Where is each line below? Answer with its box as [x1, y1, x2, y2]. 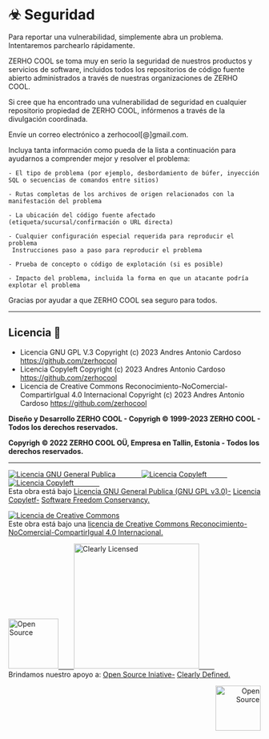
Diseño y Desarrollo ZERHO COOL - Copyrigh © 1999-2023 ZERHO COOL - [8, 414, 261, 424]
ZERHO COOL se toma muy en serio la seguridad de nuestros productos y [8, 56, 252, 66]
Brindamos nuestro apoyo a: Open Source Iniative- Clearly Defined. [8, 669, 231, 679]
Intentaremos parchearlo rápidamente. [8, 40, 135, 50]
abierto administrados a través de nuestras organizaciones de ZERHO [8, 73, 239, 82]
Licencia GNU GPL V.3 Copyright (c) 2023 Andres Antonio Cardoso [19, 347, 242, 357]
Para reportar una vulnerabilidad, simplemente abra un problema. [8, 32, 224, 42]
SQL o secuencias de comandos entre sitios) [8, 176, 159, 184]
